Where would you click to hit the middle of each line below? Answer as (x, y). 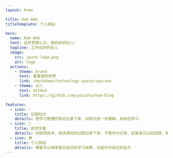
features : (16, 105)
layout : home (19, 10)
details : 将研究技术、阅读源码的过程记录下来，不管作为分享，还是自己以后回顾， (90, 133)
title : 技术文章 (30, 129)
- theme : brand (31, 72)
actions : (19, 67)
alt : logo (25, 62)
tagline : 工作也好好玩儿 (34, 48)
